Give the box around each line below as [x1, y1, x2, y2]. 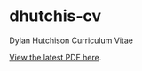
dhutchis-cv [9, 6, 102, 26]
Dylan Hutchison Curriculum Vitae [9, 35, 133, 46]
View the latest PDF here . [9, 52, 102, 62]
